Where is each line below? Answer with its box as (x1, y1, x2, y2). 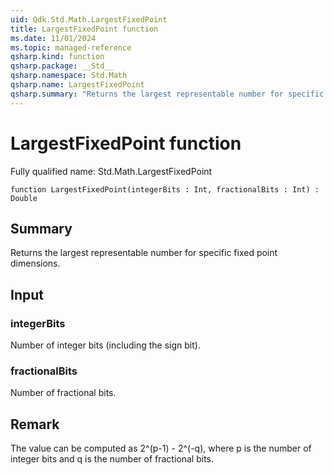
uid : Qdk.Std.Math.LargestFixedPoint (10, 14, 168, 25)
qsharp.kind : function (10, 52, 105, 62)
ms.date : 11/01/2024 (10, 33, 97, 43)
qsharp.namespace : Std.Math (10, 71, 128, 81)
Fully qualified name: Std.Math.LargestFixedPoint (10, 165, 213, 177)
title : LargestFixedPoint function (10, 24, 159, 34)
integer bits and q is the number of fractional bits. (10, 453, 215, 465)
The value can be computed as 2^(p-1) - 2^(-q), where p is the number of (10, 442, 312, 455)
